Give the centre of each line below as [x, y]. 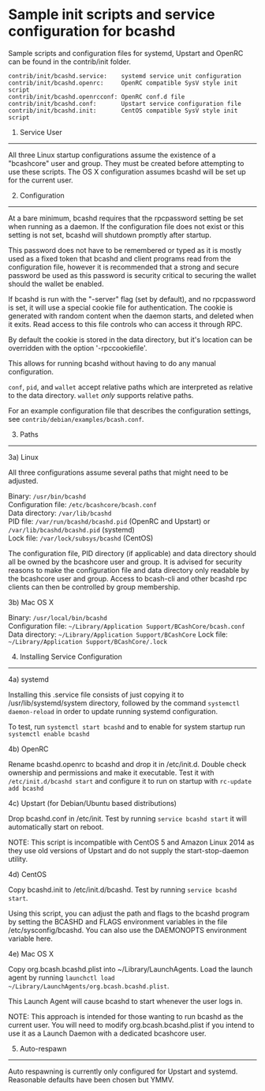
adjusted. [23, 480]
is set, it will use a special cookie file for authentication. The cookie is [121, 307]
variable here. [31, 939]
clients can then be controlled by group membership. [94, 587]
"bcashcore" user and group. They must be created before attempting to [126, 163]
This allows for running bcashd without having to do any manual [112, 363]
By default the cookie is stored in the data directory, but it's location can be [130, 339]
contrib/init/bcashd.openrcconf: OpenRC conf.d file [97, 96]
